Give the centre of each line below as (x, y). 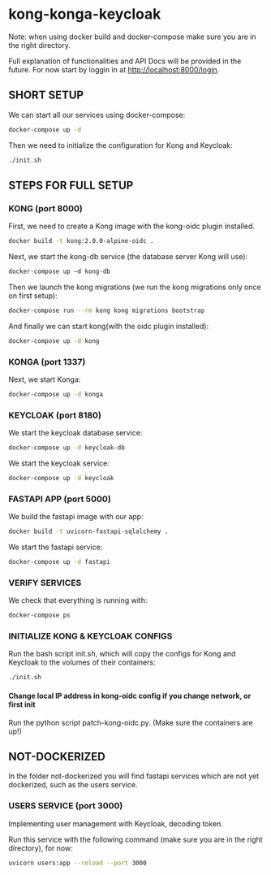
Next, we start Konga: (45, 379)
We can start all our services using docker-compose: (97, 115)
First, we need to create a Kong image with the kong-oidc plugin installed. (132, 226)
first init (22, 704)
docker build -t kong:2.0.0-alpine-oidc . (81, 241)
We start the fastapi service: (56, 547)
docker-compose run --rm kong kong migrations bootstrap (107, 310)
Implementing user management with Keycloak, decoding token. (116, 823)
